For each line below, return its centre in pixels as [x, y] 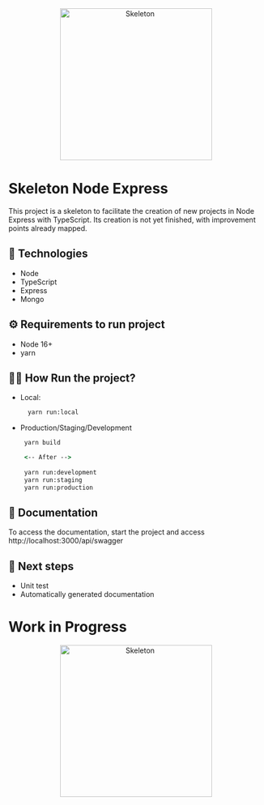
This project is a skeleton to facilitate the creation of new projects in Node [132, 211]
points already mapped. [48, 228]
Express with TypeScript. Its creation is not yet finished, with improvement [132, 219]
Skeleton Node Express [88, 189]
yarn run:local [53, 412]
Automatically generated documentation [87, 594]
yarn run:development [60, 472]
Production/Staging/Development [76, 428]
